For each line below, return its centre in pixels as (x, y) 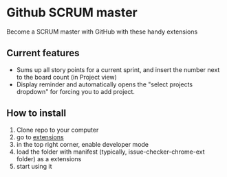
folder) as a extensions (49, 158)
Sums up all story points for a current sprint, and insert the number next (118, 69)
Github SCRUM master (72, 13)
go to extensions (40, 137)
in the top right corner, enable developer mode (83, 144)
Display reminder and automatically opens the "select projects (105, 84)
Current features (43, 53)
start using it (34, 166)
